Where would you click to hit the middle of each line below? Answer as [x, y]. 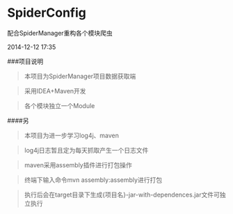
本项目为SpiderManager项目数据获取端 [80, 76]
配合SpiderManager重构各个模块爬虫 [60, 33]
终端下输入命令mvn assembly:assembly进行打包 [93, 180]
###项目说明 [25, 61]
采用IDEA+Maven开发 [55, 91]
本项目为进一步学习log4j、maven [72, 135]
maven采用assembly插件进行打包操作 [78, 165]
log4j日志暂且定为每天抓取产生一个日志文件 [86, 150]
